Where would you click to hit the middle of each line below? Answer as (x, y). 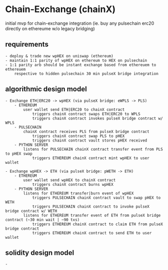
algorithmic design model (46, 89)
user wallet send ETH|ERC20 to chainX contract (74, 109)
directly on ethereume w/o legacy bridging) (50, 28)
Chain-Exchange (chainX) (60, 9)
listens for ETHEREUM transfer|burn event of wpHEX (79, 193)
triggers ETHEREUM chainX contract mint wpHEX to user (91, 158)
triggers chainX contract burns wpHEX (73, 184)
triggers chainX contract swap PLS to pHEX (78, 136)
